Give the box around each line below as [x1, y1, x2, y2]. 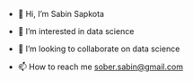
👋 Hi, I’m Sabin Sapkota [17, 9, 105, 19]
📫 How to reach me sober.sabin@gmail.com [17, 61, 184, 72]
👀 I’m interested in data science [17, 26, 135, 36]
